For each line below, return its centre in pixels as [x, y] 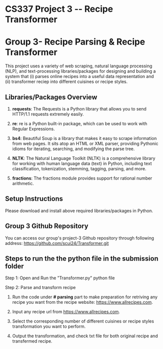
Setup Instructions [34, 199]
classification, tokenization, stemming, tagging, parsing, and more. [79, 168]
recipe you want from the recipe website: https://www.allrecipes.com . [82, 302]
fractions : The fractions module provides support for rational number [82, 178]
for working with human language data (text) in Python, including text [82, 163]
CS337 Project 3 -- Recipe [59, 9]
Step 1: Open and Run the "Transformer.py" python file [60, 278]
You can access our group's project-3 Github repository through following [80, 238]
